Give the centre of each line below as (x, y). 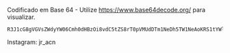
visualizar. (21, 17)
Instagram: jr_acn (31, 42)
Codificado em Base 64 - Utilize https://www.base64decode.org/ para (106, 10)
